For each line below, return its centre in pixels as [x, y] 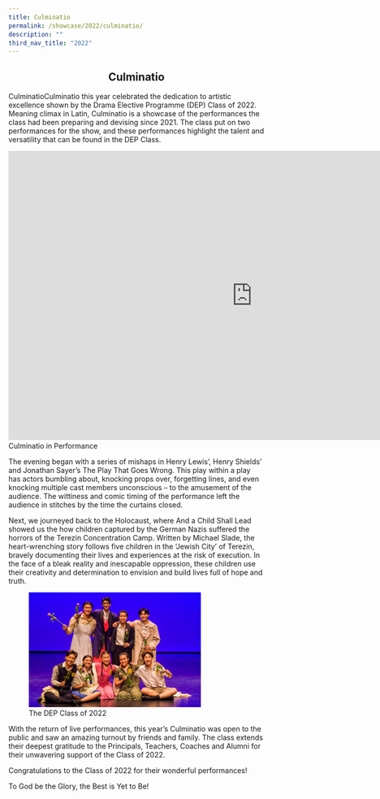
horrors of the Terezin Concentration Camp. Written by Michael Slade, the [132, 538]
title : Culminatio [39, 17]
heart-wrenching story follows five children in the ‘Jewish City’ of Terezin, [132, 547]
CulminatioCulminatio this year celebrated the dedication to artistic [120, 97]
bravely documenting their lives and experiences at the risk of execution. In [134, 555]
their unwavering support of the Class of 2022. [87, 754]
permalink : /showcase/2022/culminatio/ [76, 26]
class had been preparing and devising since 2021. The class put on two [130, 123]
